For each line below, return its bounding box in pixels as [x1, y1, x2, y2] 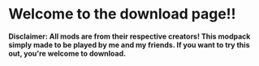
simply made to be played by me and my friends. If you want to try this [8, 39, 250, 49]
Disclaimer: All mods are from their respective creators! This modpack [8, 31, 251, 41]
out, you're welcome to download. [8, 48, 127, 58]
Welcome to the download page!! [8, 5, 236, 23]
